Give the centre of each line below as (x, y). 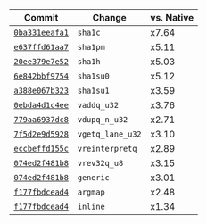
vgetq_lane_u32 (109, 134)
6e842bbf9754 (41, 76)
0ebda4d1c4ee (41, 105)
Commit (41, 17)
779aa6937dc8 (41, 120)
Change (109, 17)
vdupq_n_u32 (103, 120)
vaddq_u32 (98, 105)
